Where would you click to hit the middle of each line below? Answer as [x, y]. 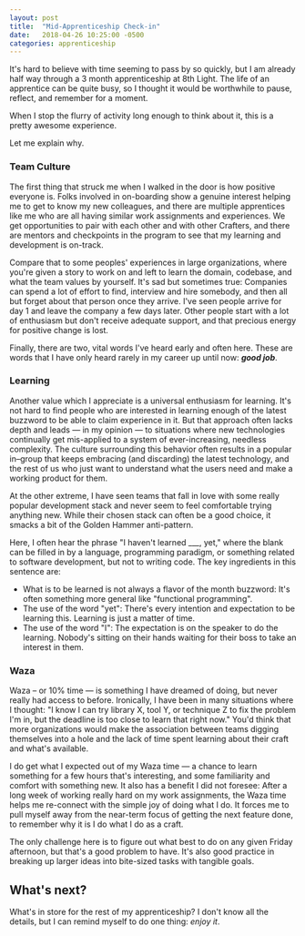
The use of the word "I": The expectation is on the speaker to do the [150, 627]
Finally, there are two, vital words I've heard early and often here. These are [151, 348]
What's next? [48, 890]
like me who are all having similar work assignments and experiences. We [147, 216]
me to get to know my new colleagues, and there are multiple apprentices [147, 206]
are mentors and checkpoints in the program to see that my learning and [145, 235]
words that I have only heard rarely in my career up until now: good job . [143, 357]
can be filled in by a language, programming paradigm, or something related [152, 552]
